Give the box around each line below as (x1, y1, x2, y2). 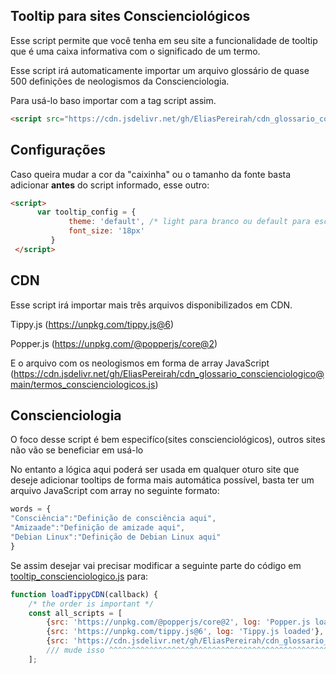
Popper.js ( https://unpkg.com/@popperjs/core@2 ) (10, 337, 218, 349)
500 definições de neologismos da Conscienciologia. (10, 75, 230, 87)
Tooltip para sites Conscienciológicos (10, 8, 251, 25)
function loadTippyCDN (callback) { (10, 589, 159, 599)
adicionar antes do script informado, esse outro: (10, 179, 210, 191)
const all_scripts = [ (28, 608, 123, 618)
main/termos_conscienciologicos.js (10, 378, 156, 390)
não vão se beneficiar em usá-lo (10, 444, 144, 456)
